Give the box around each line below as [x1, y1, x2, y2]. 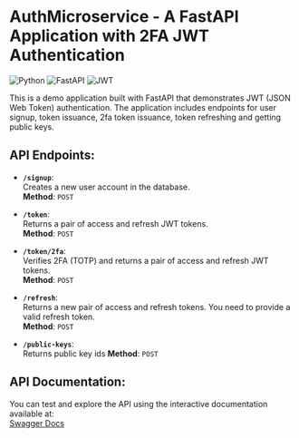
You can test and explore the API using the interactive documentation [9, 398, 268, 409]
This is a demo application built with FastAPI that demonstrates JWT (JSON [9, 92, 292, 103]
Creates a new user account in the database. [22, 181, 190, 192]
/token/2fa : [22, 245, 66, 256]
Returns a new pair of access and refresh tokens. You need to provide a [22, 301, 291, 312]
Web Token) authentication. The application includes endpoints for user [9, 102, 276, 112]
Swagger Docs [9, 417, 65, 428]
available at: [9, 408, 54, 419]
